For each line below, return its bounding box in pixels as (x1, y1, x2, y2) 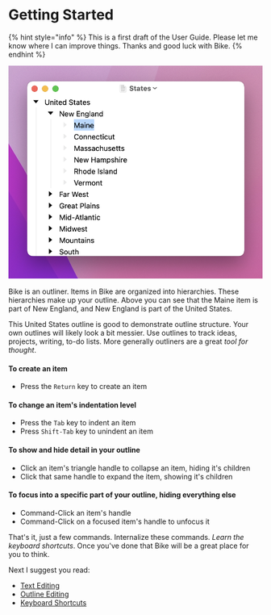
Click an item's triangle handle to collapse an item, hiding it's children (19, 462, 251, 473)
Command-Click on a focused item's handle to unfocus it (19, 517, 210, 526)
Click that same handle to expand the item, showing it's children (19, 471, 233, 481)
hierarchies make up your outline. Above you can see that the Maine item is (8, 295, 259, 304)
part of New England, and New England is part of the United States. (8, 304, 232, 313)
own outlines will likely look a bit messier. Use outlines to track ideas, (8, 328, 238, 337)
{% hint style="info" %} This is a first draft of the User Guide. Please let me (8, 32, 258, 42)
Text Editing (19, 580, 60, 590)
